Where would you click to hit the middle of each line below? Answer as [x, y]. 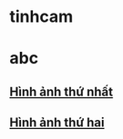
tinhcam [41, 17]
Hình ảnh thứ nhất [61, 91]
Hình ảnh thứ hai [57, 123]
